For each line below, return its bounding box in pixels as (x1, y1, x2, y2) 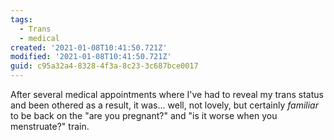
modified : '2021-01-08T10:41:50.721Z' (10, 52, 172, 62)
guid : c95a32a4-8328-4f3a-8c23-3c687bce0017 (10, 61, 199, 71)
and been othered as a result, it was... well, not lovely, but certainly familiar (10, 99, 319, 111)
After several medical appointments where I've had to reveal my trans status (10, 89, 324, 100)
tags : (10, 14, 33, 25)
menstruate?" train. (10, 121, 90, 132)
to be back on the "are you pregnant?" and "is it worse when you (10, 110, 278, 121)
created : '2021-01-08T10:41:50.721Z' (10, 42, 168, 53)
